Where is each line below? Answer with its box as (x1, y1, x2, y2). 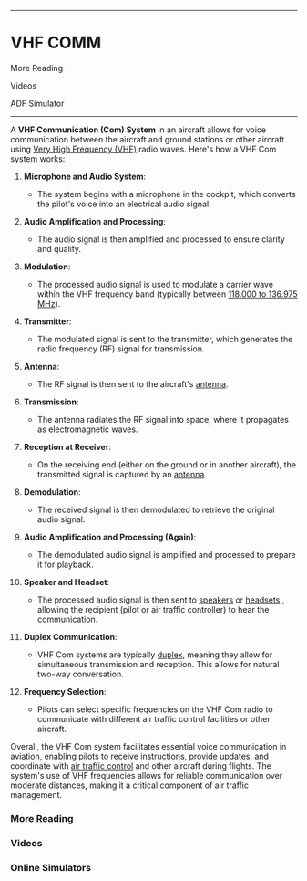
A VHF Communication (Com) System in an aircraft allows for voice (10, 124, 267, 135)
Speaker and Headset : (23, 576, 110, 587)
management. (10, 789, 63, 800)
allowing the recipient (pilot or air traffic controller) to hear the (36, 603, 270, 614)
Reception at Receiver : (23, 441, 112, 452)
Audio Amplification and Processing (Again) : (23, 531, 197, 542)
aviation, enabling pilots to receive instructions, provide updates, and (10, 750, 270, 761)
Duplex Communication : (23, 631, 118, 642)
